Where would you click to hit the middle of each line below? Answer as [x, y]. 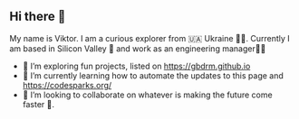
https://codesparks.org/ [67, 85]
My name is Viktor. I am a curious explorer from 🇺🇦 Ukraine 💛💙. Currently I [149, 38]
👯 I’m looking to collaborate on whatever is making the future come [148, 95]
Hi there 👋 [38, 17]
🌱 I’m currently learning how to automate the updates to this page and [153, 75]
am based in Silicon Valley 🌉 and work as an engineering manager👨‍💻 [138, 48]
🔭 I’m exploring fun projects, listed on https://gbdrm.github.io [136, 66]
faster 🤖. [39, 104]
